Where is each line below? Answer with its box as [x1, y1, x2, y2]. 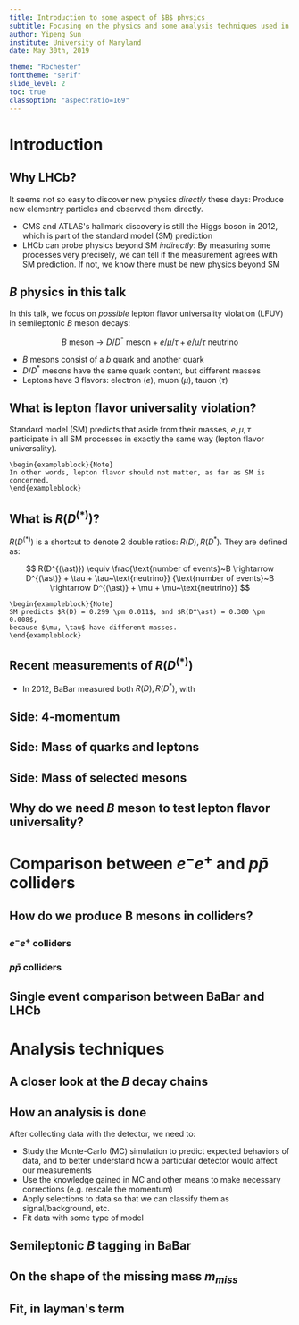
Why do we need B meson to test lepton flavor [9, 800, 270, 816]
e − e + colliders [9, 935, 71, 950]
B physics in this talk [9, 284, 127, 300]
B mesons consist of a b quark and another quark [21, 354, 205, 364]
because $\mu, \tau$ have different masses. [9, 623, 178, 632]
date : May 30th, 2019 [9, 47, 90, 56]
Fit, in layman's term [9, 1302, 125, 1317]
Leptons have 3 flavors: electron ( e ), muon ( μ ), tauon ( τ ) [21, 374, 228, 385]
